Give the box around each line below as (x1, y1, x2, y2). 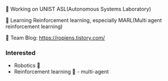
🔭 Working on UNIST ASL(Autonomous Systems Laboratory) (5, 6, 152, 12)
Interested (5, 48, 36, 57)
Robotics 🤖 (14, 62, 41, 69)
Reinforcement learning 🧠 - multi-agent (14, 68, 109, 75)
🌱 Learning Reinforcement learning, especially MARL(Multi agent (5, 17, 162, 23)
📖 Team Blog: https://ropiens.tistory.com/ (5, 34, 105, 41)
